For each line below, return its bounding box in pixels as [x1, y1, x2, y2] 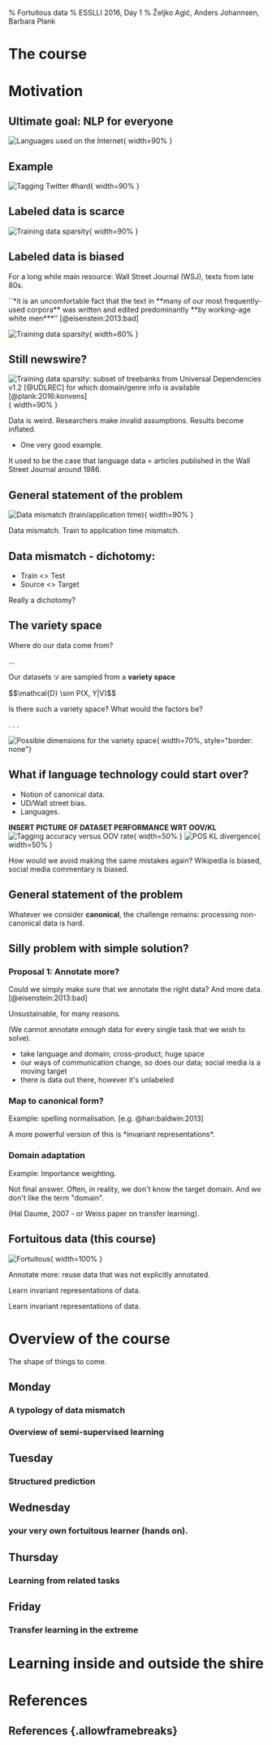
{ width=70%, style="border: [156, 735, 253, 745]
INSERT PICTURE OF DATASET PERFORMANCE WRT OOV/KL [8, 822, 217, 832]
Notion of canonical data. [19, 789, 106, 799]
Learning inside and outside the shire [8, 1655, 264, 1673]
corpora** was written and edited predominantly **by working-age [27, 304, 252, 314]
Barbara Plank [8, 16, 56, 26]
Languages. [19, 807, 60, 816]
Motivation [8, 82, 84, 101]
